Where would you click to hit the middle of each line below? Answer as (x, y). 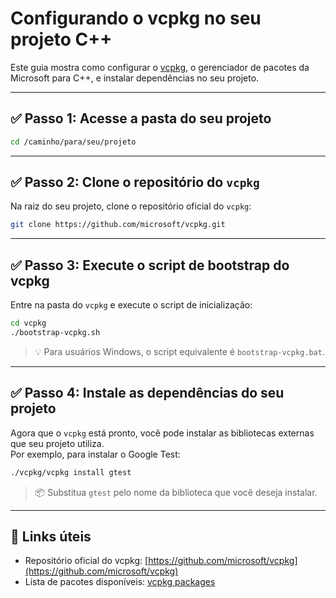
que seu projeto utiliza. (57, 443)
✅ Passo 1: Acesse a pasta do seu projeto (141, 118)
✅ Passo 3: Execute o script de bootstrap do (150, 265)
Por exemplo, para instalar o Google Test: (95, 454)
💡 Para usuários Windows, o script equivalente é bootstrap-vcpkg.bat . (179, 351)
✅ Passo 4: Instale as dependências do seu (147, 393)
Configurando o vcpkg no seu (136, 18)
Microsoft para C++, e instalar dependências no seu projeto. (135, 78)
